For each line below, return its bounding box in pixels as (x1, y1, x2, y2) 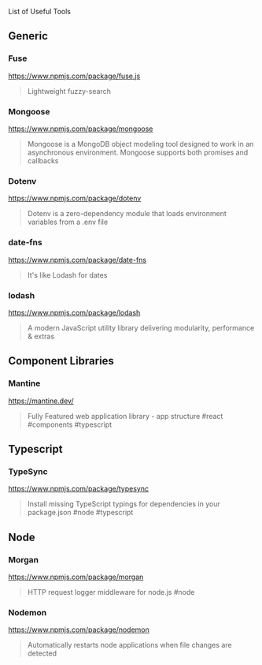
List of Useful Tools (8, 7, 71, 16)
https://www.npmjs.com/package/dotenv (8, 193, 142, 204)
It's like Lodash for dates (27, 270, 108, 279)
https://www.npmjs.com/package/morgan (8, 572, 144, 581)
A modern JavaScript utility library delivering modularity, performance (27, 323, 255, 332)
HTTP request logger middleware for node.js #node (27, 587, 195, 596)
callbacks (27, 155, 59, 165)
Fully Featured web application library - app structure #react (27, 411, 223, 420)
